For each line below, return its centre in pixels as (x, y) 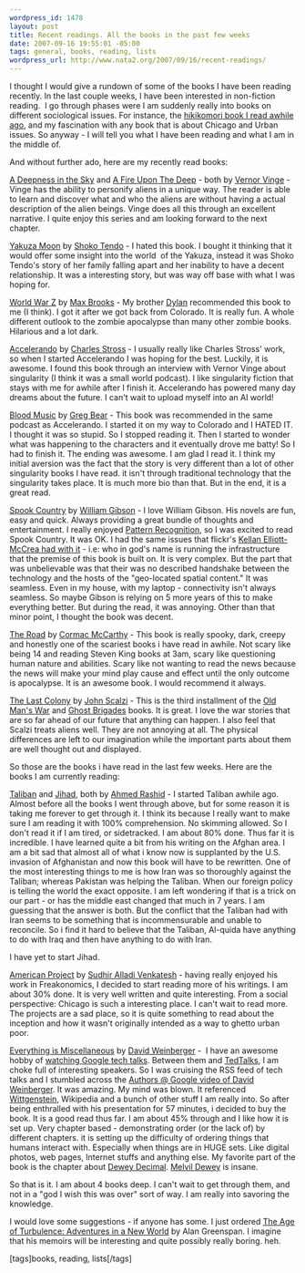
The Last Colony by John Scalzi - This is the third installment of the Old (143, 700)
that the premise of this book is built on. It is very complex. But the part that (151, 559)
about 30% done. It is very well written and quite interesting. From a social (149, 994)
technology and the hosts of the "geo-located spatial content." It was (139, 578)
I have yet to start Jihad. (55, 957)
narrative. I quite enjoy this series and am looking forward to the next (138, 218)
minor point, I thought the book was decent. (91, 617)
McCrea (25, 549)
